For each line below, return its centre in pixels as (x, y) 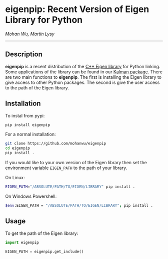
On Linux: (15, 178)
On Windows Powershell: (31, 196)
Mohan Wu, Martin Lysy (30, 34)
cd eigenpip (17, 148)
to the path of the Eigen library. (37, 88)
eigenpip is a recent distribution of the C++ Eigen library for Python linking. (83, 66)
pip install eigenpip (28, 125)
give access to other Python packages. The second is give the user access (82, 82)
